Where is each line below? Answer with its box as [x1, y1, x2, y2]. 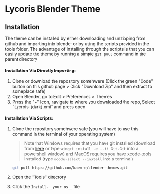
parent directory [5, 56, 37, 62]
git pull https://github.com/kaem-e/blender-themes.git [12, 165, 128, 171]
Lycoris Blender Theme [5, 3, 101, 15]
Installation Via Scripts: [5, 115, 53, 121]
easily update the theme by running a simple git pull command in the [5, 51, 146, 57]
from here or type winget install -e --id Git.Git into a [24, 146, 139, 152]
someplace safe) [12, 88, 46, 94]
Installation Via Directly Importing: [5, 67, 76, 73]
